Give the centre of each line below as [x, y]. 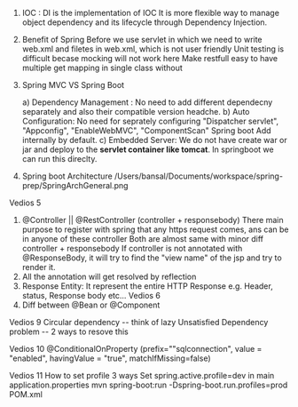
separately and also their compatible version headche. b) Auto [136, 112]
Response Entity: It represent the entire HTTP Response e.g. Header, [147, 286]
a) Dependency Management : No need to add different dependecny [147, 102]
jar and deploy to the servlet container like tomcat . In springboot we [148, 149]
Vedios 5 [25, 203]
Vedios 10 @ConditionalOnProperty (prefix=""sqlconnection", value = [136, 349]
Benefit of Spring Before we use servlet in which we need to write [142, 40]
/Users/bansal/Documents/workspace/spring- [199, 176]
